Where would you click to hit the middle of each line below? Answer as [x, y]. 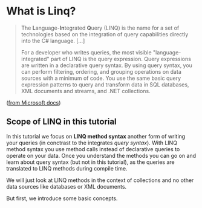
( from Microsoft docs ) [34, 102]
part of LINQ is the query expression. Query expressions [121, 59]
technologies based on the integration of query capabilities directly [105, 34]
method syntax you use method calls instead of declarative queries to [93, 149]
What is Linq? [41, 11]
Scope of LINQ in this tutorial [61, 122]
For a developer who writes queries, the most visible [86, 52]
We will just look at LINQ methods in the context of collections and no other [100, 180]
